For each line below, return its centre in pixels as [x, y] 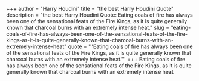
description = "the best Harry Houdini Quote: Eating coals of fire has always [99, 15]
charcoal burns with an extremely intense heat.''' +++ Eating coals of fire [96, 59]
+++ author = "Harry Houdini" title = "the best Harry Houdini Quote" [90, 9]
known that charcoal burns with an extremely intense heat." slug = [88, 27]
